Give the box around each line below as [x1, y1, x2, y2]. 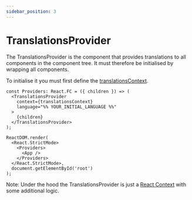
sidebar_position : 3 [6, 8, 57, 15]
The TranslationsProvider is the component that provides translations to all [6, 53, 186, 60]
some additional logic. [6, 187, 60, 194]
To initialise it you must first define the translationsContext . [6, 77, 149, 84]
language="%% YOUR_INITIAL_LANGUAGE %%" [16, 104, 117, 110]
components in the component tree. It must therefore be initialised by [6, 59, 174, 66]
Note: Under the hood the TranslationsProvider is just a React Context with [6, 181, 187, 188]
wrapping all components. [6, 66, 69, 73]
